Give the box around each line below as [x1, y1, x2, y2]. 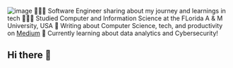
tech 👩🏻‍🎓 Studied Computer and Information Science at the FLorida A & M [7, 14, 223, 22]
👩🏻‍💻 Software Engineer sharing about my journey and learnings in [34, 7, 226, 15]
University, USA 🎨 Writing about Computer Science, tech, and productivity [7, 22, 223, 29]
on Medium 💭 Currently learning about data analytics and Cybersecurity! [7, 29, 219, 37]
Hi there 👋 [7, 49, 52, 61]
